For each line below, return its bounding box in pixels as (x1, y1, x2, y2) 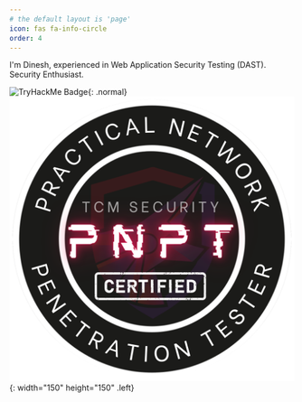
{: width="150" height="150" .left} (9, 382, 135, 393)
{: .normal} (87, 87, 128, 98)
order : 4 (9, 33, 42, 42)
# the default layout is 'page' (9, 14, 131, 23)
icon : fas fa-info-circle (9, 23, 107, 33)
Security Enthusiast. (9, 69, 84, 80)
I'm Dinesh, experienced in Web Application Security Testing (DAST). (9, 60, 267, 70)
